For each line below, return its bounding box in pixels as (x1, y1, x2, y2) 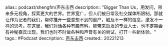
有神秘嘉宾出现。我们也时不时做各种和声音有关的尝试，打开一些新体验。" (5, 29, 156, 35)
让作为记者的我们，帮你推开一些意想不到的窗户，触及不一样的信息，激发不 (5, 17, 158, 22)
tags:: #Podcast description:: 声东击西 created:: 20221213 (5, 35, 124, 41)
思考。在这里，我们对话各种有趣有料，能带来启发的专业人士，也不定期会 (13, 23, 163, 29)
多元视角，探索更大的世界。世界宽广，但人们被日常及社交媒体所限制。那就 (9, 10, 163, 16)
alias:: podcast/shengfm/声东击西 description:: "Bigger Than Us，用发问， (5, 4, 158, 10)
